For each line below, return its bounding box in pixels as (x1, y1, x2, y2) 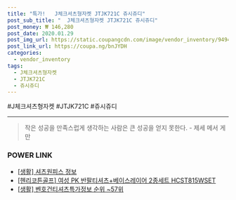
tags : (7, 62, 23, 69)
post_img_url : (7, 36, 49, 44)
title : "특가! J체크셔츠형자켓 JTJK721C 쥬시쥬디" (7, 10, 146, 18)
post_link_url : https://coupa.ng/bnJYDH (7, 43, 128, 50)
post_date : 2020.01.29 (7, 29, 74, 37)
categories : (7, 50, 42, 57)
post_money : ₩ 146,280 (7, 23, 74, 30)
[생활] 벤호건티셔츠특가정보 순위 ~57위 (17, 185, 124, 193)
